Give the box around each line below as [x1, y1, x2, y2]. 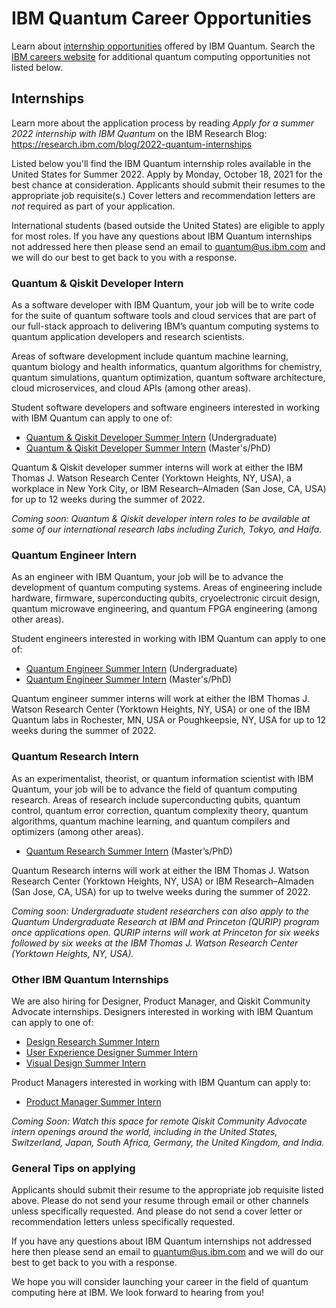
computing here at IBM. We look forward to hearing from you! [11, 1287, 265, 1299]
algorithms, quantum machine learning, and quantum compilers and [11, 815, 291, 827]
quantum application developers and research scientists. [11, 331, 245, 343]
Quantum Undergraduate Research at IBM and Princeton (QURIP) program [11, 915, 320, 927]
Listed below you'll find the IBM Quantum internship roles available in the [11, 157, 312, 169]
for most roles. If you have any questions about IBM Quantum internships [11, 230, 313, 242]
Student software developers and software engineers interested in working [11, 402, 320, 414]
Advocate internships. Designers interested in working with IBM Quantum [11, 1005, 314, 1017]
